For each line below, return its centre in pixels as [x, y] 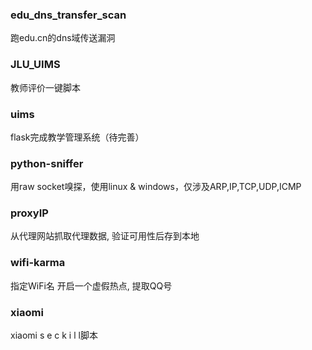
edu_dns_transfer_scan [68, 15]
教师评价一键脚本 [45, 87]
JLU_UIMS [35, 65]
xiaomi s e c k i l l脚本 [54, 335]
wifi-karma [38, 263]
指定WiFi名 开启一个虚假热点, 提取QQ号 [91, 285]
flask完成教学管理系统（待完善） [77, 137]
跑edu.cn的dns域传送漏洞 [63, 38]
